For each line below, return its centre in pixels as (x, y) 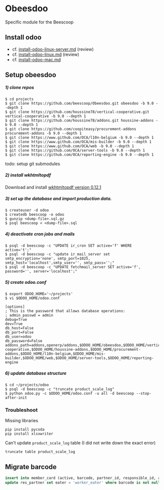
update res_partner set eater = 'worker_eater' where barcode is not (77, 482)
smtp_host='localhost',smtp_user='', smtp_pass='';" (60, 263)
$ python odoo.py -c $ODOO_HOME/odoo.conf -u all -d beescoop (70, 393)
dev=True (14, 324)
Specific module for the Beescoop (40, 22)
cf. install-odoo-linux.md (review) (46, 54)
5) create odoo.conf (26, 282)
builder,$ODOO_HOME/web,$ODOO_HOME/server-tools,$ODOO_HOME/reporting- (79, 358)
